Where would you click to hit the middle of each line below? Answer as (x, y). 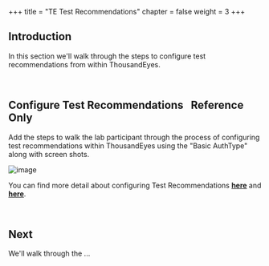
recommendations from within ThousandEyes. (84, 64)
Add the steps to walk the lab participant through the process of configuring (134, 137)
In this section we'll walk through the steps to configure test (107, 56)
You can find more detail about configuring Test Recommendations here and (135, 185)
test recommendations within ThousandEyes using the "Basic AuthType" (128, 145)
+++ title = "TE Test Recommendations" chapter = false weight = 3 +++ (127, 12)
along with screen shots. (49, 154)
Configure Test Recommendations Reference (126, 105)
